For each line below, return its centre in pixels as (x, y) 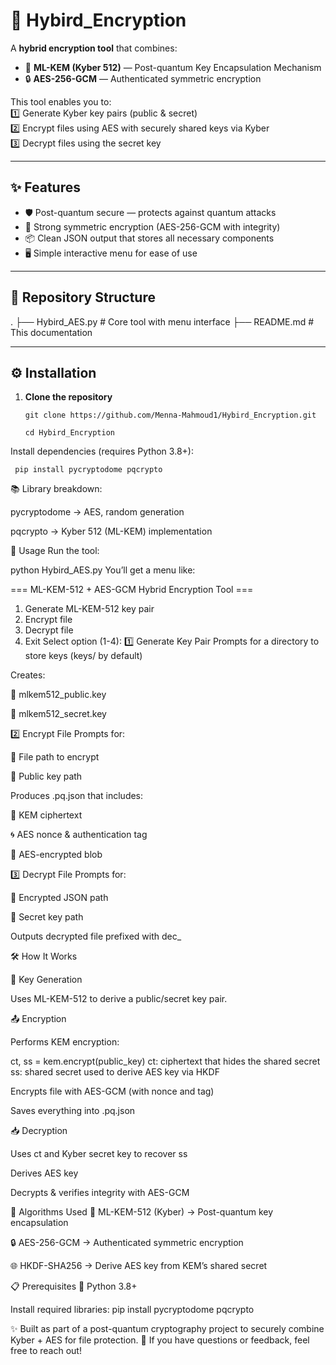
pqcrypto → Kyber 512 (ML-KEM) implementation (111, 531)
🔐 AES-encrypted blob (56, 855)
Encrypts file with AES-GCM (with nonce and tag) (112, 1091)
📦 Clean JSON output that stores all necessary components (149, 238)
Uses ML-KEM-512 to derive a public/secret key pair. (119, 999)
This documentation (51, 332)
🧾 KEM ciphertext (46, 815)
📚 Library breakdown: (56, 489)
